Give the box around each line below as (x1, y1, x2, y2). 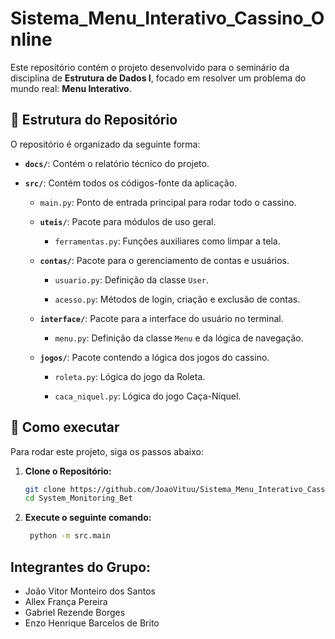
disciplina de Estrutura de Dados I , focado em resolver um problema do (10, 72, 307, 84)
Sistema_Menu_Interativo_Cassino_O (10, 7, 325, 30)
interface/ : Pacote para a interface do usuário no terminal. (39, 312, 284, 324)
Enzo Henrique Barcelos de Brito (24, 617, 160, 629)
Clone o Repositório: (24, 465, 112, 477)
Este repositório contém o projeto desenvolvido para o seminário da (10, 61, 290, 73)
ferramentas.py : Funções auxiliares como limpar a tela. (54, 235, 281, 247)
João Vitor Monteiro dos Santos (24, 585, 156, 597)
